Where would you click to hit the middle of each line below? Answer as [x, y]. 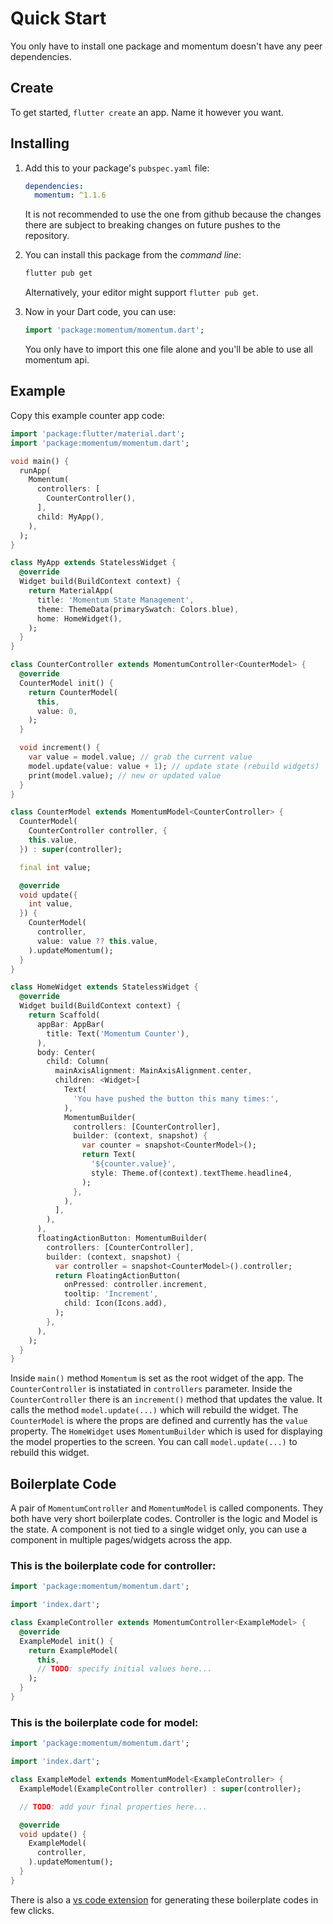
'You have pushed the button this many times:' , [176, 1098]
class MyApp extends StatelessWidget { [93, 563]
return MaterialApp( [71, 591]
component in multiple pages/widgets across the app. [121, 1540]
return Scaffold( [64, 1015]
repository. [47, 236]
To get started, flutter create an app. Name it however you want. [147, 112]
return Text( [109, 1155]
